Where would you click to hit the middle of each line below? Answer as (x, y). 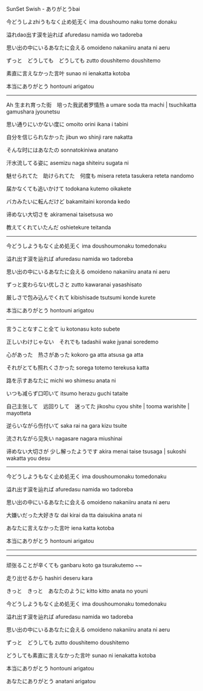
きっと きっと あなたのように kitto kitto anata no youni (77, 591)
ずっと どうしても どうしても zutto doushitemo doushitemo (84, 60)
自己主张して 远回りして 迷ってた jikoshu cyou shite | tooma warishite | (98, 406)
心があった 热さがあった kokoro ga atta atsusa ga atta (75, 355)
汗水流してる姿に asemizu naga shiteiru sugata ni (67, 163)
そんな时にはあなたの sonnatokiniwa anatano (63, 150)
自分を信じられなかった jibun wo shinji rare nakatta (69, 137)
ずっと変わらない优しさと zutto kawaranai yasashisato (74, 285)
